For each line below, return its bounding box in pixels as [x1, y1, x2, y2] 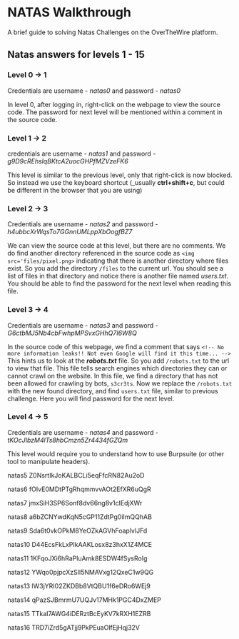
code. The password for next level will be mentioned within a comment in [7, 108, 223, 116]
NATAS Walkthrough [7, 4, 132, 21]
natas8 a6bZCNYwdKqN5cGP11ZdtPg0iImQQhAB [7, 512, 152, 521]
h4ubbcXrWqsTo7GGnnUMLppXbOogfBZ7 [7, 228, 133, 236]
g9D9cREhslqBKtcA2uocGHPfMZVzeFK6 [7, 156, 128, 165]
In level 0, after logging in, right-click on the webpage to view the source [7, 100, 221, 109]
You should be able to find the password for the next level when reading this [7, 279, 232, 288]
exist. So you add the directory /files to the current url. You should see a [7, 264, 223, 273]
